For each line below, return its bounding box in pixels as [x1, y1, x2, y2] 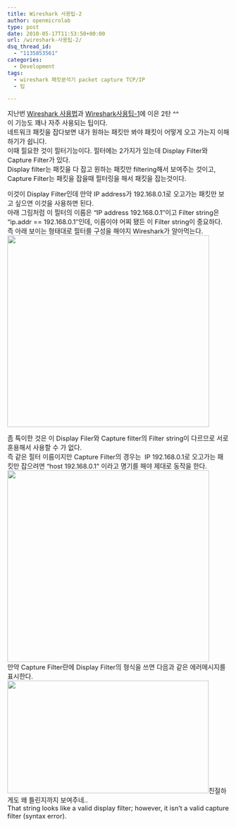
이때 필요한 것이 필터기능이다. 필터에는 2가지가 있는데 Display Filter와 [7, 146, 209, 156]
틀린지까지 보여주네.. [28, 796, 88, 805]
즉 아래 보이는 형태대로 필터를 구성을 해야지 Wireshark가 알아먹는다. [7, 227, 204, 236]
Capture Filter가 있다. [7, 156, 70, 165]
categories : [7, 57, 42, 64]
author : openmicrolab [7, 17, 71, 24]
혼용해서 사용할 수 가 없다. [7, 443, 82, 452]
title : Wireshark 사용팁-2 [7, 10, 82, 18]
